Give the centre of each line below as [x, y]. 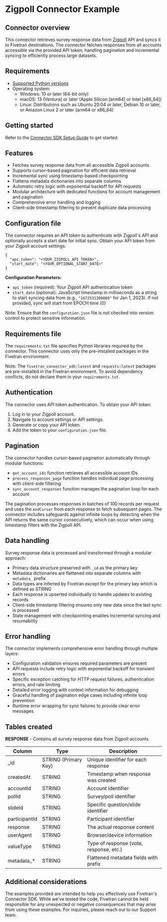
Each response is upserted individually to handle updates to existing [82, 594]
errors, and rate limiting [36, 685]
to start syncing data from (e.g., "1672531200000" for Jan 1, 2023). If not [85, 298]
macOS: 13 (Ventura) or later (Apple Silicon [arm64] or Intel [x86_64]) [91, 99]
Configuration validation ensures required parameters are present [80, 663]
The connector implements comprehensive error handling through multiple [82, 648]
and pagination [28, 197]
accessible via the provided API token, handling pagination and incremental [82, 50]
